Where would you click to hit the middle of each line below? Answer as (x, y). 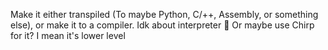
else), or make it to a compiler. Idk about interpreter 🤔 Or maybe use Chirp (162, 25)
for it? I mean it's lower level (68, 35)
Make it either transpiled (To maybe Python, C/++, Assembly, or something (164, 14)
